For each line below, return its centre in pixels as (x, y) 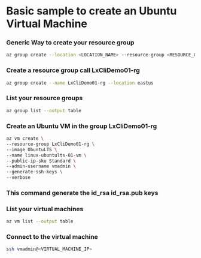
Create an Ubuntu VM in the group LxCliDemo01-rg (82, 126)
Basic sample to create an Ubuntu (92, 11)
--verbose (19, 178)
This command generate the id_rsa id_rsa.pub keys (82, 193)
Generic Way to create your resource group (70, 43)
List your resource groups (45, 98)
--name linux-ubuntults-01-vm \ (46, 155)
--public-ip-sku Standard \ (41, 161)
